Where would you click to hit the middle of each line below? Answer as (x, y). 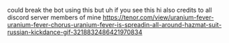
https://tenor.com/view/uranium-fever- (158, 17)
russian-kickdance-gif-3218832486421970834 (75, 32)
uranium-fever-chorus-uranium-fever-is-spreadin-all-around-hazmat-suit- (114, 25)
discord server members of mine (54, 17)
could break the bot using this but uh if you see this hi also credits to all (110, 10)
